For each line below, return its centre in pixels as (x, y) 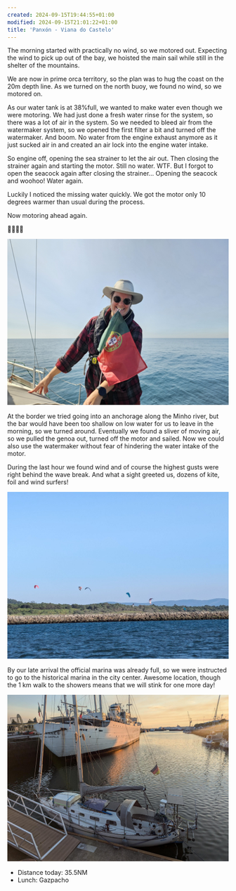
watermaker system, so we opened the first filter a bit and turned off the (112, 130)
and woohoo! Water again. (45, 181)
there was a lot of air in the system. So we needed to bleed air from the (110, 122)
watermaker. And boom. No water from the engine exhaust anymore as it (112, 138)
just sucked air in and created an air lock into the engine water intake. (108, 145)
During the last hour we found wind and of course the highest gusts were (113, 467)
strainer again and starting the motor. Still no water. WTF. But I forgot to (111, 166)
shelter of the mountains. (44, 65)
